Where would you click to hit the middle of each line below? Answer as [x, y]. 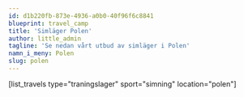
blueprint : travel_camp [49, 23]
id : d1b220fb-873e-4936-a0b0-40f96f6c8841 [81, 16]
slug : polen [28, 61]
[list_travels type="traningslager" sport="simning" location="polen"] [122, 84]
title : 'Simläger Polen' [50, 31]
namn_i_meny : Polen [41, 53]
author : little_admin [45, 38]
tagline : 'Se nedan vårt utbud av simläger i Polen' [99, 46]
